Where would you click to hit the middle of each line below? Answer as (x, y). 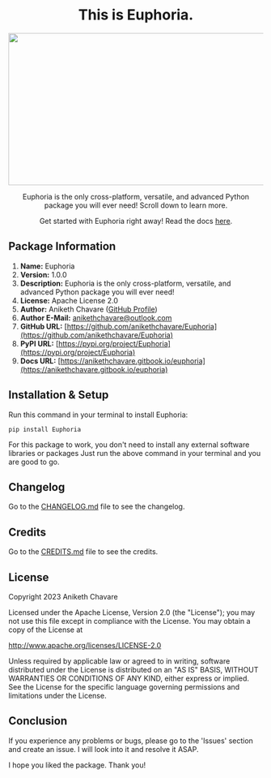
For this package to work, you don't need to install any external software (129, 445)
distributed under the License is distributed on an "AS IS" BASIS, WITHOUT (133, 670)
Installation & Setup (59, 395)
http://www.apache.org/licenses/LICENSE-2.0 (85, 645)
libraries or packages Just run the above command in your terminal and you (135, 453)
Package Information (62, 246)
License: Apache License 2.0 (69, 300)
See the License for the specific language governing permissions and (124, 687)
